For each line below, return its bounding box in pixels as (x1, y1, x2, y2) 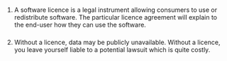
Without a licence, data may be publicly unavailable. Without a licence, (13, 38, 221, 46)
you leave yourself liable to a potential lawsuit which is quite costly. (13, 45, 211, 54)
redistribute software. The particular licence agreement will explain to (13, 13, 218, 21)
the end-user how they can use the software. (13, 20, 147, 29)
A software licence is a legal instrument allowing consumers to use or (13, 6, 218, 14)
